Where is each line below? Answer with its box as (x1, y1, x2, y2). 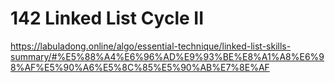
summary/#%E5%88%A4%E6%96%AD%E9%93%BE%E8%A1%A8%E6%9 (10, 50, 325, 62)
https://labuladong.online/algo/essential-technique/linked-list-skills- (10, 40, 292, 52)
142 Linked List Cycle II (10, 7, 205, 30)
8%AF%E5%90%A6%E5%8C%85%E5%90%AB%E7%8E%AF (10, 61, 270, 73)
